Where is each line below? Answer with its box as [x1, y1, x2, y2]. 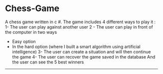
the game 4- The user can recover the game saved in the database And [12, 54, 156, 59]
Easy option [12, 38, 36, 44]
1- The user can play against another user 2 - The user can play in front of [5, 24, 153, 30]
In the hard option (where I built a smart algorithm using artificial [12, 44, 141, 49]
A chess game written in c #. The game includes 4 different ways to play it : [5, 19, 156, 25]
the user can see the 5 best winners [12, 59, 84, 65]
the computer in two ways [5, 29, 57, 35]
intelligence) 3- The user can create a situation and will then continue [12, 49, 151, 55]
